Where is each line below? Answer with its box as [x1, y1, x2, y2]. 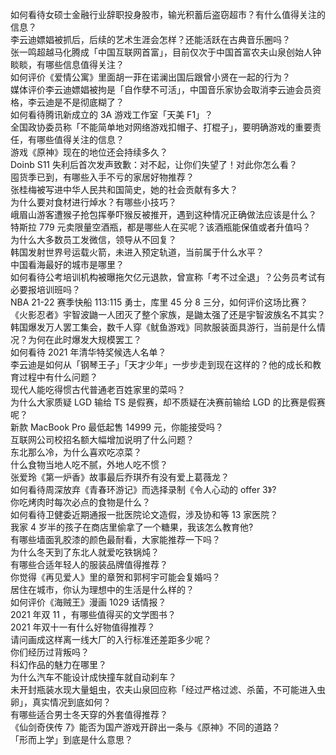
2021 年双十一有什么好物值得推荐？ [10, 621, 156, 633]
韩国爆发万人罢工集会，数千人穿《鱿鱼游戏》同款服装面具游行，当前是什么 [10, 321, 317, 333]
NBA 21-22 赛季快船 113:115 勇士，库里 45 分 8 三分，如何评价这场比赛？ [10, 296, 308, 308]
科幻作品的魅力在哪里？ [10, 659, 107, 670]
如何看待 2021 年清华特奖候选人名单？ [10, 346, 167, 358]
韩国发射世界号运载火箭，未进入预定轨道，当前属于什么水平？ [10, 246, 265, 258]
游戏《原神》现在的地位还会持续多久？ [10, 146, 168, 158]
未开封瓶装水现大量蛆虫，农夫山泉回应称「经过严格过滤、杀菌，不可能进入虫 [10, 684, 326, 695]
